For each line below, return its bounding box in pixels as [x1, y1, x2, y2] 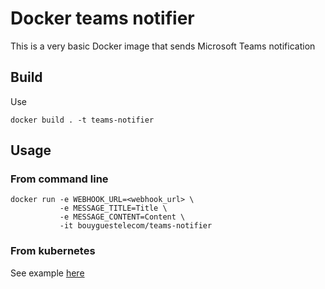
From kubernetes [10, 244, 96, 258]
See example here [10, 267, 85, 279]
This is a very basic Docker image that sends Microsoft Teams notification [10, 40, 316, 52]
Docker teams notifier [10, 7, 195, 30]
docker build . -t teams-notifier [10, 115, 155, 125]
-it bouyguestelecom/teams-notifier [59, 221, 213, 231]
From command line [10, 172, 109, 186]
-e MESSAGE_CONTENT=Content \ [59, 212, 186, 222]
